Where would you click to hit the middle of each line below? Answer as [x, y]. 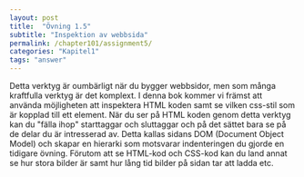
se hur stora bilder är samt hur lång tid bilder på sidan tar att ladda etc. [142, 163]
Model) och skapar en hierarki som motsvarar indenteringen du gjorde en [147, 143]
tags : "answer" [38, 60]
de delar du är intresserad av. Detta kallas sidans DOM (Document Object [147, 134]
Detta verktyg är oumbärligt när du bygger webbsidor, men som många [142, 86]
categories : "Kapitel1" [55, 52]
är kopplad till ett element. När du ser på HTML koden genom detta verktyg [150, 115]
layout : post [34, 18]
